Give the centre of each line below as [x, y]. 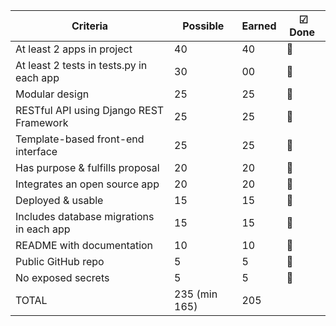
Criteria [90, 26]
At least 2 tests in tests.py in [81, 65]
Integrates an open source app [87, 184]
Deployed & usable [59, 200]
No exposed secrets [62, 277]
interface [36, 151]
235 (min [196, 294]
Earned [259, 26]
